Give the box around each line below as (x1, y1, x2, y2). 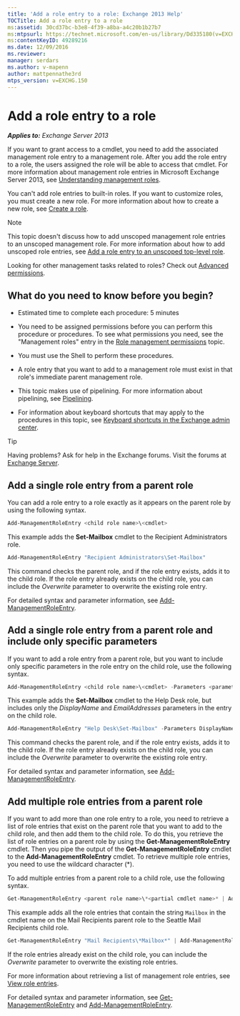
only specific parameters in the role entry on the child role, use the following (7, 662, 232, 670)
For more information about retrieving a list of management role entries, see (7, 971, 231, 980)
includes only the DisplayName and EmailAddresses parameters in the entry (7, 704, 232, 712)
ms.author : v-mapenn (7, 64, 69, 71)
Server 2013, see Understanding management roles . (7, 176, 161, 184)
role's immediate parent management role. (17, 373, 143, 382)
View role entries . (7, 979, 59, 987)
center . (17, 423, 39, 432)
